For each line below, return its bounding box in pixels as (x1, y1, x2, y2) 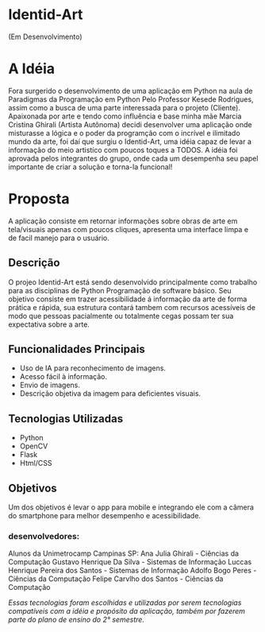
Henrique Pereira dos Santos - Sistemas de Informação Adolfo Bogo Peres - (8, 566, 257, 576)
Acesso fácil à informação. (19, 372, 107, 382)
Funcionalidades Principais (8, 343, 145, 356)
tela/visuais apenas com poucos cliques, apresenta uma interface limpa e (8, 224, 248, 234)
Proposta (8, 190, 70, 208)
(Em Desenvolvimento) (8, 32, 83, 41)
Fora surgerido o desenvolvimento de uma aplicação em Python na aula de (8, 86, 253, 95)
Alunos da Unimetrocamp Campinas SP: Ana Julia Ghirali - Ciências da (8, 549, 240, 558)
